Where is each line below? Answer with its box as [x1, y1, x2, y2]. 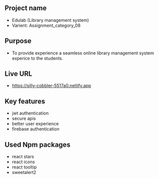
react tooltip [11, 164, 37, 170]
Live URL [4, 69, 33, 78]
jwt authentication [11, 110, 49, 116]
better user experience [11, 121, 59, 127]
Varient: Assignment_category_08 [11, 22, 80, 28]
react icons [11, 159, 35, 165]
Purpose [4, 37, 32, 45]
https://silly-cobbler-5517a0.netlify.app [11, 83, 91, 89]
